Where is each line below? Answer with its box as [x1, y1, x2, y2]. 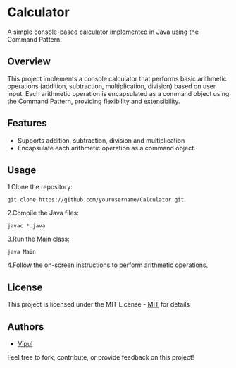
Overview [7, 56, 51, 68]
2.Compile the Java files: [7, 209, 80, 218]
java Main [7, 249, 37, 256]
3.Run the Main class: [7, 235, 70, 244]
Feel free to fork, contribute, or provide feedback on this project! [7, 353, 194, 361]
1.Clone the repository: [7, 183, 73, 191]
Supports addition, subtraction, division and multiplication [17, 136, 185, 145]
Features [7, 117, 47, 129]
